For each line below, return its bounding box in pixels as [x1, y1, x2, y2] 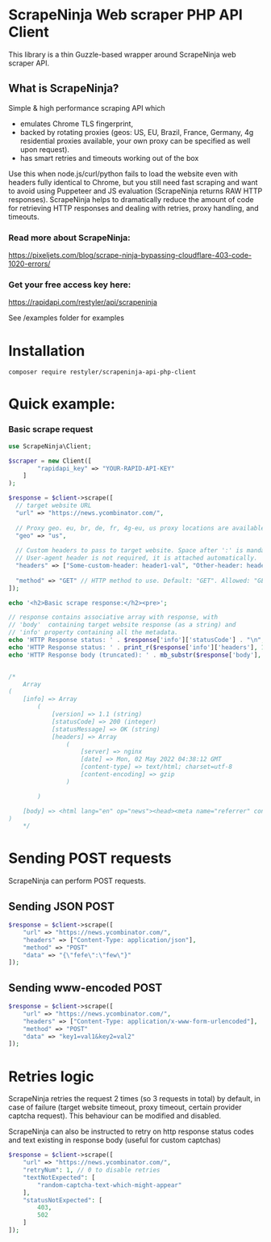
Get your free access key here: [8, 279, 131, 290]
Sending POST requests [8, 849, 172, 868]
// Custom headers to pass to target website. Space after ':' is [15, 547, 244, 555]
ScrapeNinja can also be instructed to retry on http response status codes [8, 1126, 254, 1137]
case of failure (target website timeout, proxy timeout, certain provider [8, 1102, 242, 1113]
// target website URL [15, 501, 92, 510]
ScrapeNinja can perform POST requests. [8, 876, 147, 886]
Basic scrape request [8, 424, 94, 435]
